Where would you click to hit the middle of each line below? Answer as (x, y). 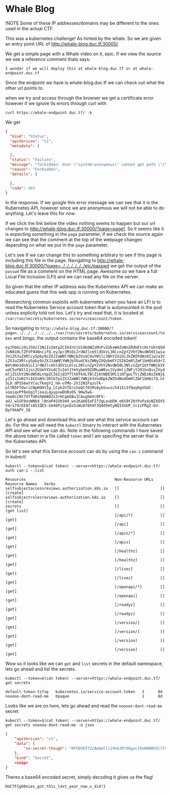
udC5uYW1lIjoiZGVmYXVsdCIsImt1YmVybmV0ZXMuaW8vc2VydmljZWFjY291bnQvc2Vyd (85, 370)
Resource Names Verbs (31, 484)
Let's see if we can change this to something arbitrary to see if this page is (83, 255)
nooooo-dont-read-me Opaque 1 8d (84, 696)
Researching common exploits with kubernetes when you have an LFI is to (83, 302)
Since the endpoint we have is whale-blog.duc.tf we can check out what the (85, 82)
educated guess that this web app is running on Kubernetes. (68, 292)
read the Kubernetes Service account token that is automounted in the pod (83, 307)
